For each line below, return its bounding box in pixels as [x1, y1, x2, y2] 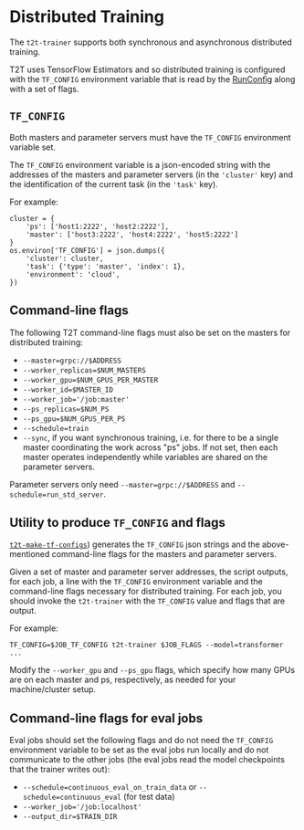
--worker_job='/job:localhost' [22, 803, 142, 812]
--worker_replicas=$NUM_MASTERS [22, 365, 146, 375]
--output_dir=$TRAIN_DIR [22, 813, 118, 822]
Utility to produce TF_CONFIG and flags [9, 514, 225, 531]
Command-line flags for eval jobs [9, 710, 204, 726]
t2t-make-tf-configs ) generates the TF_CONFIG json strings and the [9, 539, 260, 550]
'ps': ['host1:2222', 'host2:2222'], [26, 222, 170, 231]
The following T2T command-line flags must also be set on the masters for [9, 327, 291, 338]
